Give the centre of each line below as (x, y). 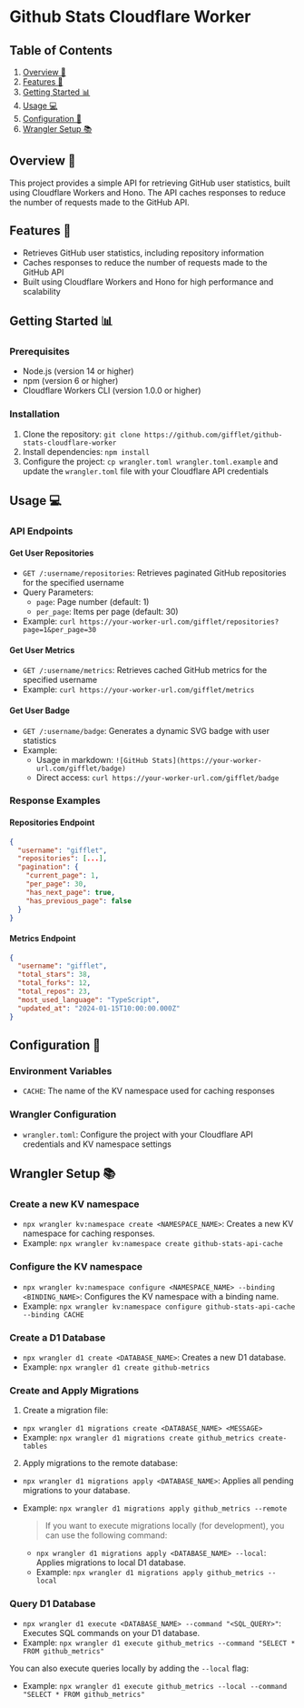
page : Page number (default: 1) (93, 602)
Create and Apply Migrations (74, 1391)
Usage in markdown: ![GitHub (92, 759)
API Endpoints (41, 531)
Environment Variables (61, 1070)
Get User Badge (40, 710)
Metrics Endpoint (43, 938)
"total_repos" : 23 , (54, 992)
